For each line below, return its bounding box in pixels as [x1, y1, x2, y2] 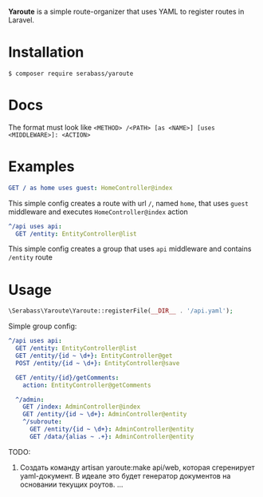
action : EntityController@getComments [22, 381, 151, 389]
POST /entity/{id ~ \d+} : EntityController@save [15, 359, 180, 367]
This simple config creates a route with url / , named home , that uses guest [8, 198, 249, 208]
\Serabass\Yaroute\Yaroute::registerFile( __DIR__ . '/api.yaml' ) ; [8, 307, 234, 315]
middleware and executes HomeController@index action [8, 207, 189, 217]
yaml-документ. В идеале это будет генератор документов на [19, 471, 231, 480]
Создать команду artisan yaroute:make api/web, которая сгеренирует [19, 463, 255, 472]
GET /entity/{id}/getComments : [15, 373, 120, 382]
